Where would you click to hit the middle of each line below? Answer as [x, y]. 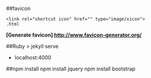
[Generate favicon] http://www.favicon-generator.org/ [74, 35]
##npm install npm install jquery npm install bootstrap [71, 69]
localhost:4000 [33, 57]
